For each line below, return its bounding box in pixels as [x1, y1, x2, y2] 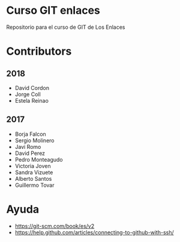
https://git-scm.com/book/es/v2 [14, 222, 95, 229]
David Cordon [14, 84, 50, 91]
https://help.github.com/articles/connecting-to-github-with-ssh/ [14, 229, 174, 236]
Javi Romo [14, 143, 41, 150]
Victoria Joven [14, 162, 51, 169]
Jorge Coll [14, 91, 41, 98]
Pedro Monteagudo [14, 156, 63, 163]
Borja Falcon [14, 130, 46, 138]
